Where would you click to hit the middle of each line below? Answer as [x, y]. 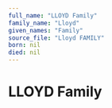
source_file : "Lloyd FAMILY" [56, 38]
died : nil [25, 52]
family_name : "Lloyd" [44, 23]
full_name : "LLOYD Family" [53, 15]
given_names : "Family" [46, 30]
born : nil [25, 45]
